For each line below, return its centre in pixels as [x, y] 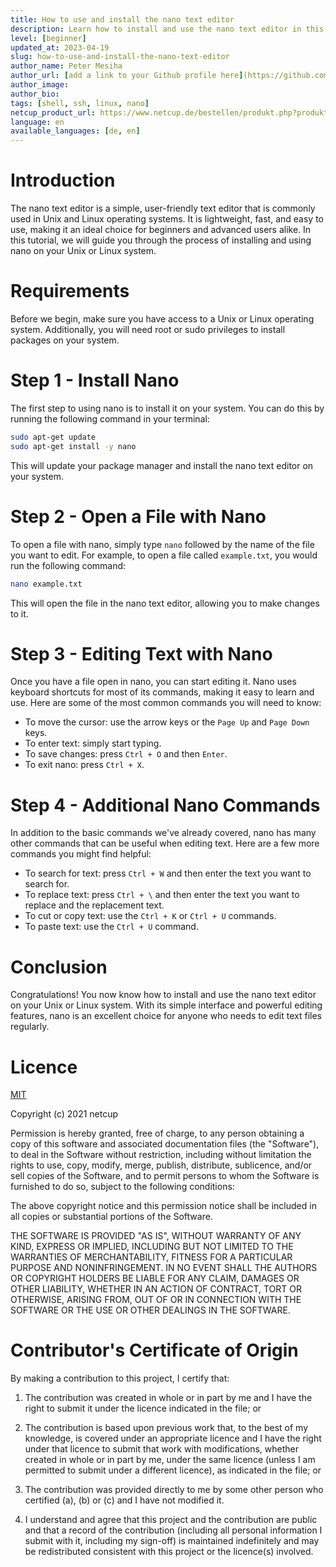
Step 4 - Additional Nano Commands [165, 805]
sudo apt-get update [53, 437]
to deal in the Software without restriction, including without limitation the [161, 1155]
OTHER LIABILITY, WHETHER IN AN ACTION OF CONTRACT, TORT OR [156, 1289]
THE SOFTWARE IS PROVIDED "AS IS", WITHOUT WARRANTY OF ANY [156, 1236]
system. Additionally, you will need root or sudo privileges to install [148, 329]
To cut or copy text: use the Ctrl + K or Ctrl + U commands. [150, 916]
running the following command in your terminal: [110, 418]
